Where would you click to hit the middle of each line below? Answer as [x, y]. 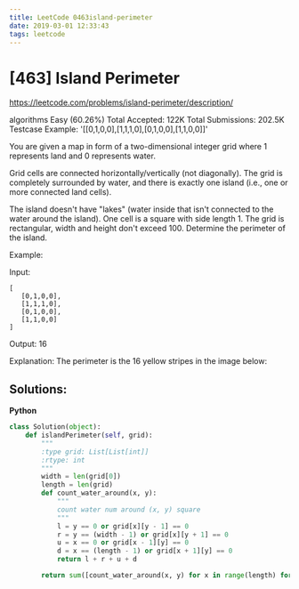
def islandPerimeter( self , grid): [89, 435]
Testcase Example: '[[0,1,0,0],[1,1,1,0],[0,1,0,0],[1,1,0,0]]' [109, 129]
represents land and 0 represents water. [82, 156]
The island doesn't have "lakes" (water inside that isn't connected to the [141, 209]
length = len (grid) [77, 485]
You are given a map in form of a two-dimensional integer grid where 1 [138, 147]
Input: [20, 272]
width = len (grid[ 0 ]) [81, 477]
